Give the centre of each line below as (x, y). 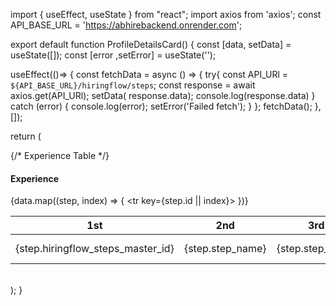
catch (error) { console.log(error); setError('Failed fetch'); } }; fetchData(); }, (166, 106)
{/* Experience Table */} (60, 155)
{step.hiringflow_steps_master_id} (95, 249)
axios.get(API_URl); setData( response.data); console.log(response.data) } (163, 95)
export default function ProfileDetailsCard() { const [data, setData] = (151, 44)
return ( (26, 136)
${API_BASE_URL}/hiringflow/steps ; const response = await (133, 85)
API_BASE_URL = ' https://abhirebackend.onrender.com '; (126, 25)
